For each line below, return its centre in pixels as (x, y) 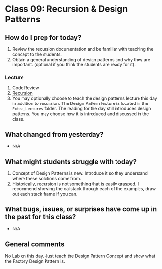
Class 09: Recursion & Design (67, 9)
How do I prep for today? (43, 37)
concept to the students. (37, 54)
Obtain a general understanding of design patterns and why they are (81, 59)
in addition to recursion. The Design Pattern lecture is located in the (80, 103)
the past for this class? (41, 217)
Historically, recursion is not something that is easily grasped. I (75, 184)
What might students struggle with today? (71, 161)
